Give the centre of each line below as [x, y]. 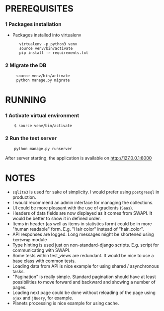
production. [24, 197]
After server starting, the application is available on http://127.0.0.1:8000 [79, 158]
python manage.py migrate [43, 80]
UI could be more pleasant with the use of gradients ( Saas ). [73, 208]
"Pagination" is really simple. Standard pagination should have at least [84, 277]
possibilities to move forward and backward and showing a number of [84, 282]
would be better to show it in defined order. [56, 218]
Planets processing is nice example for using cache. [66, 303]
